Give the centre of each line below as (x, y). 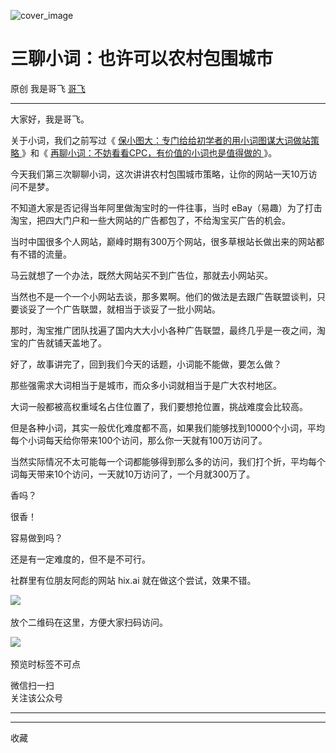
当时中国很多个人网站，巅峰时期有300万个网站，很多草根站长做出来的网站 (163, 241)
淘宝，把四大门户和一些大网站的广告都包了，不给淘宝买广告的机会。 (150, 220)
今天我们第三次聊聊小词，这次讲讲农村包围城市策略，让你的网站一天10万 (159, 174)
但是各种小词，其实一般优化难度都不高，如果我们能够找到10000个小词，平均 (168, 427)
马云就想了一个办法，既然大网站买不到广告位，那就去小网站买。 (141, 275)
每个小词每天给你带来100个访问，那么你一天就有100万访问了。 (139, 440)
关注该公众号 (36, 697)
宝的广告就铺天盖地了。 (58, 342)
